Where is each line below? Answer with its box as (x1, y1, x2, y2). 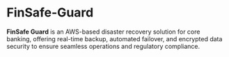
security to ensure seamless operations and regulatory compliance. (6, 42, 200, 50)
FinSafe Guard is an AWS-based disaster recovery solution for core (6, 27, 200, 36)
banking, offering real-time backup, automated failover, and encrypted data (6, 34, 223, 43)
